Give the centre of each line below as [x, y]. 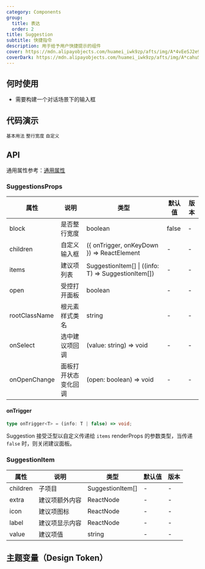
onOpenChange [32, 380]
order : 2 [23, 29]
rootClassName [31, 316]
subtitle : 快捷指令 [29, 40]
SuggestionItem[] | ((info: [123, 266]
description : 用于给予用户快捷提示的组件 [54, 46]
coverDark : [20, 57]
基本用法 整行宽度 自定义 [33, 136]
